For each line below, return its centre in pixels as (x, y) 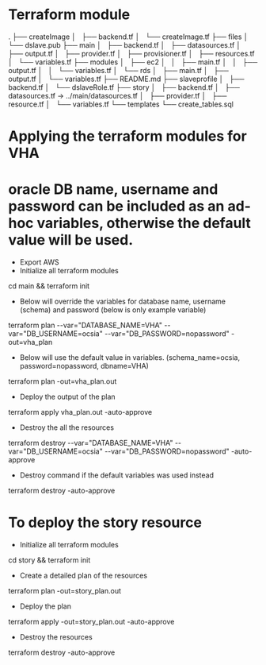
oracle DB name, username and (113, 189)
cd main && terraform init (49, 286)
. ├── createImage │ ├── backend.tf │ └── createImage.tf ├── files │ (128, 37)
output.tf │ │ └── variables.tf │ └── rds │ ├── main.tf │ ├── (119, 70)
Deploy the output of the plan (68, 397)
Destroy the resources (56, 637)
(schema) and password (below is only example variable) (113, 310)
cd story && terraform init (49, 560)
